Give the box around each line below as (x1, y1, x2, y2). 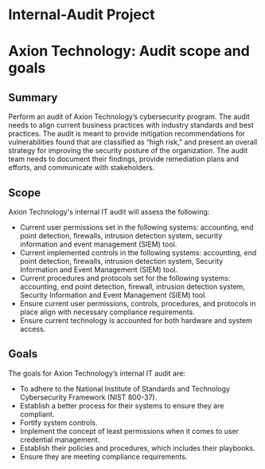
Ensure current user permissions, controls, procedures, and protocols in (19, 299, 256, 308)
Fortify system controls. (19, 417, 98, 428)
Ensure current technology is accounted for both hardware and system (19, 316, 252, 325)
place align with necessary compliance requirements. (19, 307, 195, 317)
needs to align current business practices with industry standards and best (8, 120, 254, 130)
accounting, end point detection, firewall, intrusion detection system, (19, 282, 245, 291)
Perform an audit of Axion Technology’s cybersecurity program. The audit (8, 112, 251, 121)
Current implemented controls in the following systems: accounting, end (19, 248, 257, 257)
